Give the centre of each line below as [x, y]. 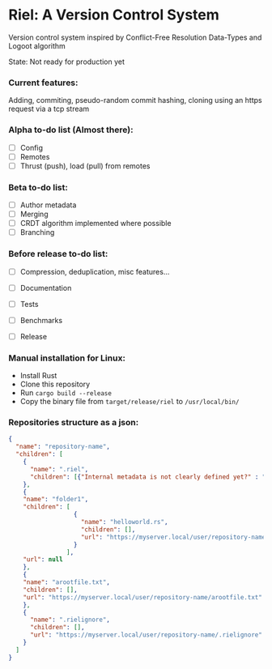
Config [31, 147]
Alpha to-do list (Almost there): [71, 130]
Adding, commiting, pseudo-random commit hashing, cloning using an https [135, 100]
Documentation [46, 288]
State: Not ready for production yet [67, 62]
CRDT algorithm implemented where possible [96, 224]
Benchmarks [41, 320]
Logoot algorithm [37, 45]
